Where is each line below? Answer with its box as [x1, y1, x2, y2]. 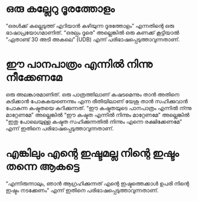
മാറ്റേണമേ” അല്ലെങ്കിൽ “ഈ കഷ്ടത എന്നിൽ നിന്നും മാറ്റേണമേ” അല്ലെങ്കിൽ [5, 111, 190, 118]
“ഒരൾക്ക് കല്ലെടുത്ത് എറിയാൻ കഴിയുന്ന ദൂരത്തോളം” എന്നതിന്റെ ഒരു [5, 22, 174, 29]
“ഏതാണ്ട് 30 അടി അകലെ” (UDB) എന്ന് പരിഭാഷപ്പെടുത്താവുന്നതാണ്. [5, 36, 180, 43]
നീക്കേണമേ [5, 71, 63, 85]
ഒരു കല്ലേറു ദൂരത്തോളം [5, 2, 115, 16]
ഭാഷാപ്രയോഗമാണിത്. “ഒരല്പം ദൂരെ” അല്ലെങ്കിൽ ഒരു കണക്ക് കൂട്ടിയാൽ [5, 29, 179, 36]
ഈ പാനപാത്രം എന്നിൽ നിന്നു [5, 57, 153, 71]
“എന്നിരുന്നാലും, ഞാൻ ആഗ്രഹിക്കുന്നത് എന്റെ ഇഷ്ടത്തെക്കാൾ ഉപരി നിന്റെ [5, 180, 190, 187]
